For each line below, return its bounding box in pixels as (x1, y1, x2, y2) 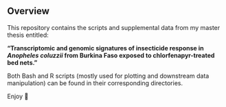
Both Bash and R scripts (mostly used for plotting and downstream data (7, 72, 210, 80)
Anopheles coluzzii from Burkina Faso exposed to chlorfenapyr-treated (7, 51, 215, 59)
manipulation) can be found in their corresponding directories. (7, 78, 183, 87)
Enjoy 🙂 (7, 92, 29, 100)
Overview (7, 5, 50, 17)
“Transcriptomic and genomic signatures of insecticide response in (7, 44, 204, 52)
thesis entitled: (7, 31, 49, 39)
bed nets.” (7, 58, 38, 67)
